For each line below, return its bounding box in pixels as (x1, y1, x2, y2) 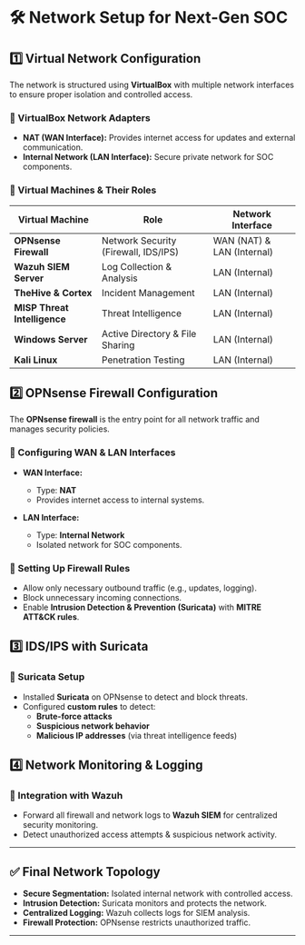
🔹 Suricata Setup (9, 671, 85, 683)
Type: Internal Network (35, 529, 125, 541)
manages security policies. (9, 423, 111, 434)
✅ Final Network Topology (9, 864, 161, 880)
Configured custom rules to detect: (22, 701, 156, 711)
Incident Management (101, 286, 195, 299)
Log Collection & (101, 260, 172, 273)
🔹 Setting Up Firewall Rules (9, 562, 131, 574)
